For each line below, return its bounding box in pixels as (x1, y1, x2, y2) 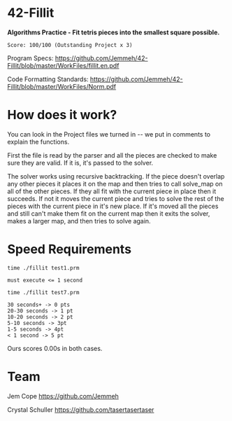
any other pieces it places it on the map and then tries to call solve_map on (7, 179, 223, 188)
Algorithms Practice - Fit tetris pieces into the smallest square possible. (7, 28, 220, 36)
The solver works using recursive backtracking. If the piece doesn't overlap (7, 172, 225, 180)
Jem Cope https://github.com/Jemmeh (7, 392, 119, 400)
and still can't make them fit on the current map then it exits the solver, (7, 209, 210, 218)
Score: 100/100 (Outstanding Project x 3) (7, 41, 133, 48)
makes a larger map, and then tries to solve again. (7, 216, 152, 225)
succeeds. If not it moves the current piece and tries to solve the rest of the (7, 194, 225, 202)
